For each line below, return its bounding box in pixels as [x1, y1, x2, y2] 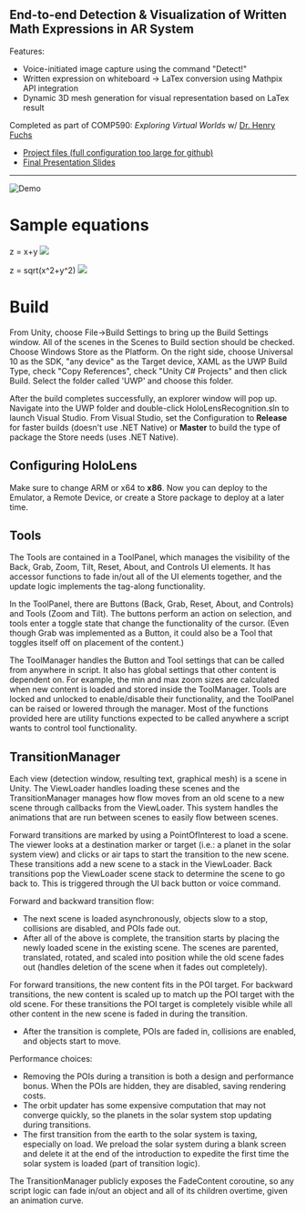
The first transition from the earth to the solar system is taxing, [22, 1129, 258, 1140]
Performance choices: [9, 1054, 93, 1065]
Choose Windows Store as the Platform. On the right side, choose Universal [9, 346, 294, 357]
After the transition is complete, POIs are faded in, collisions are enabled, [22, 1026, 297, 1037]
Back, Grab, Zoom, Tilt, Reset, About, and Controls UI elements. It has [9, 562, 271, 573]
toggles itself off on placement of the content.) [9, 637, 185, 648]
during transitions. [22, 1119, 92, 1130]
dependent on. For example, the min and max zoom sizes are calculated [9, 674, 280, 686]
